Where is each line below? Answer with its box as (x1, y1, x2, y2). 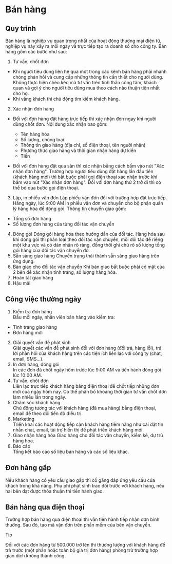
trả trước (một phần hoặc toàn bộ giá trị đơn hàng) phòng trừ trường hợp (5, 547, 158, 553)
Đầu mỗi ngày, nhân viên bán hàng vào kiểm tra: (12, 314, 116, 320)
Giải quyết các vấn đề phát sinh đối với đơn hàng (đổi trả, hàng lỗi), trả (12, 345, 162, 351)
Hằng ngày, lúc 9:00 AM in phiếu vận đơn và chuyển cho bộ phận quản (12, 200, 163, 206)
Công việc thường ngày (5, 295, 82, 304)
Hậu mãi (12, 280, 31, 286)
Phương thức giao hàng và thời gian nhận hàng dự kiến (20, 147, 137, 154)
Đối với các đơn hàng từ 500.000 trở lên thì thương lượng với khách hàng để (5, 542, 165, 548)
